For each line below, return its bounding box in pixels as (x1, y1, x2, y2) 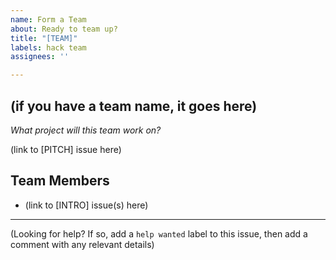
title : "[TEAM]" (10, 33, 78, 43)
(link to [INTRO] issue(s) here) (24, 199, 149, 211)
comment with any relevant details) (10, 238, 155, 250)
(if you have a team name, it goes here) (10, 97, 258, 115)
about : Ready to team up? (10, 24, 118, 34)
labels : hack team (10, 42, 87, 53)
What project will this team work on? (10, 124, 162, 136)
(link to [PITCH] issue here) (10, 143, 122, 155)
